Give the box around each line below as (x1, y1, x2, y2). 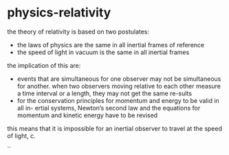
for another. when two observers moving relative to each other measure (17, 82, 221, 90)
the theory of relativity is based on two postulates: (7, 27, 150, 36)
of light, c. (7, 132, 36, 140)
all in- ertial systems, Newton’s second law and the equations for (17, 104, 201, 112)
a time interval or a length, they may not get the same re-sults (17, 89, 193, 97)
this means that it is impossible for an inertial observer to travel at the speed (7, 124, 222, 132)
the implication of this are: (7, 61, 81, 69)
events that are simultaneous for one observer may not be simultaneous (17, 74, 221, 83)
